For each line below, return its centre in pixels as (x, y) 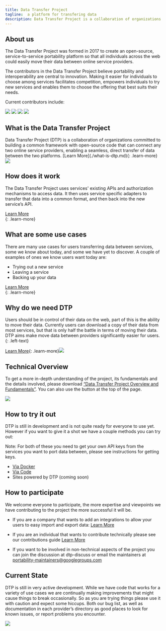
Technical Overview (37, 366)
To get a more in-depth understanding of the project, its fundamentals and (81, 379)
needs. (12, 92)
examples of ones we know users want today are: (56, 257)
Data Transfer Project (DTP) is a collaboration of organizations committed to (83, 140)
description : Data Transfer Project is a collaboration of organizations (83, 19)
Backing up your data (34, 277)
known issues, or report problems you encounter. (55, 614)
